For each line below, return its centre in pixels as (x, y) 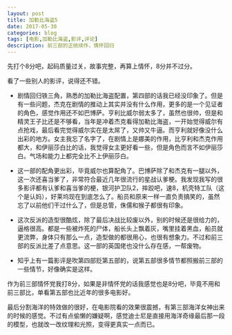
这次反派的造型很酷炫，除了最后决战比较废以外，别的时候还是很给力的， (120, 220)
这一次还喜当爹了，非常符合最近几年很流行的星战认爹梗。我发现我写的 (117, 179)
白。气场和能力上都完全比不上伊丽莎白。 (75, 156)
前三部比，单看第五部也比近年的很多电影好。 (71, 292)
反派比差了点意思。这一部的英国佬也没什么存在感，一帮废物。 (117, 246)
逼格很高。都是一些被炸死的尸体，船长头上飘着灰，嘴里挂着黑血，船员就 (120, 228)
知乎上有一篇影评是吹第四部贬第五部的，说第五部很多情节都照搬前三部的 (120, 260)
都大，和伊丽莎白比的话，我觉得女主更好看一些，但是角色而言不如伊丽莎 (120, 147)
